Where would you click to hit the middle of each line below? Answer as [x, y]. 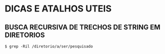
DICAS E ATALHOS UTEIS [58, 9]
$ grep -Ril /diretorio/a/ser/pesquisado [49, 46]
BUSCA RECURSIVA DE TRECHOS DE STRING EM [83, 27]
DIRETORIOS [25, 35]
